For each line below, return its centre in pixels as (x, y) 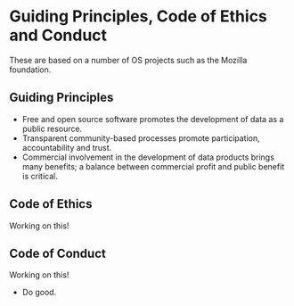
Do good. (39, 293)
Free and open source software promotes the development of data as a (153, 119)
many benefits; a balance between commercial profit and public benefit (153, 166)
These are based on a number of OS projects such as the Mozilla (128, 60)
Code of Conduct (58, 253)
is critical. (40, 176)
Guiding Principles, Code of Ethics (138, 17)
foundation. (30, 70)
